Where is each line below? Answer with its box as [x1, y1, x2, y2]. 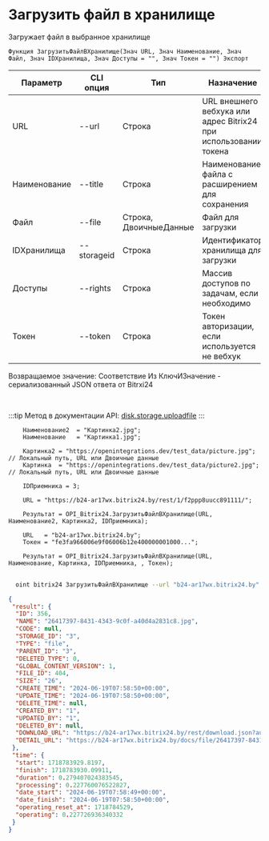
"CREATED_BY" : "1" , [15, 707, 81, 715]
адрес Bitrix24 [202, 115, 258, 126]
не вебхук [202, 350, 242, 362]
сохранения [202, 198, 249, 210]
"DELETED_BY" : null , [15, 722, 84, 730]
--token [78, 330, 110, 342]
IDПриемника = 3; [22, 482, 81, 490]
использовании [202, 135, 263, 146]
